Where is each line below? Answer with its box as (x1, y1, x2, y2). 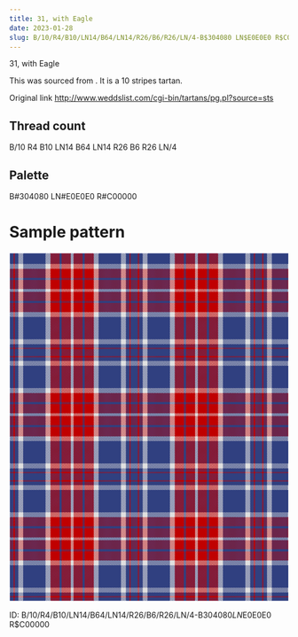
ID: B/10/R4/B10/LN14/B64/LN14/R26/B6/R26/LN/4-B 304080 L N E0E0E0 (9, 610, 272, 620)
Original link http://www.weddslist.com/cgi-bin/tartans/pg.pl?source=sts (9, 93, 274, 104)
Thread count (9, 118, 86, 133)
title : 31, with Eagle (9, 14, 93, 23)
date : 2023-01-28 (9, 23, 74, 33)
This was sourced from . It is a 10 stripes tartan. (9, 75, 184, 86)
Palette (9, 167, 50, 183)
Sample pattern (9, 222, 126, 243)
